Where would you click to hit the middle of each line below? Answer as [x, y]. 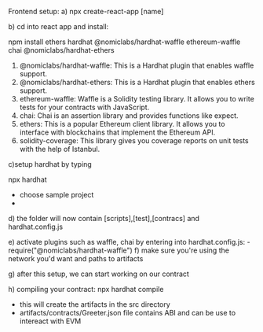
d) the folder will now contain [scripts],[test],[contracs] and [104, 218]
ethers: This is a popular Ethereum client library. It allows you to [122, 124]
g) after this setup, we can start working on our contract [99, 274]
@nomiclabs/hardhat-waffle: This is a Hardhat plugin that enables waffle [137, 65]
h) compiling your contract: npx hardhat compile [86, 289]
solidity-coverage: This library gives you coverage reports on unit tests [134, 140]
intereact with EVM [50, 321]
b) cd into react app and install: [58, 26]
